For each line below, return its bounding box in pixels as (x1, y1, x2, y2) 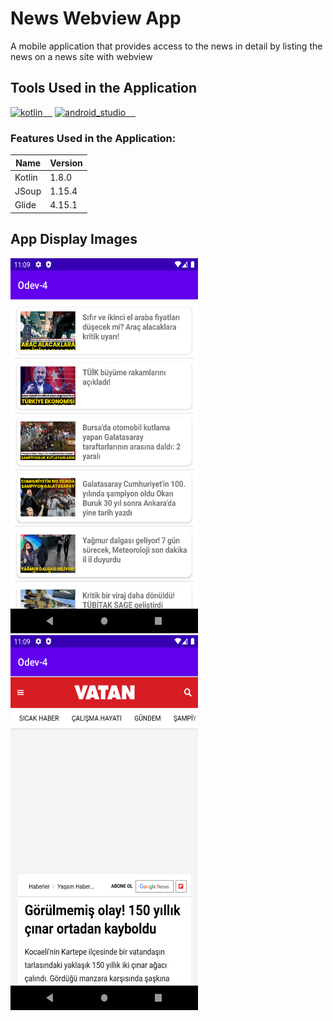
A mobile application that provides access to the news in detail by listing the (10, 40, 323, 52)
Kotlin (14, 171, 38, 183)
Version (49, 157, 83, 169)
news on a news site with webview (10, 50, 153, 62)
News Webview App (10, 7, 182, 30)
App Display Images (10, 231, 138, 248)
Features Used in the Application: (10, 131, 177, 145)
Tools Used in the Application (10, 80, 198, 97)
